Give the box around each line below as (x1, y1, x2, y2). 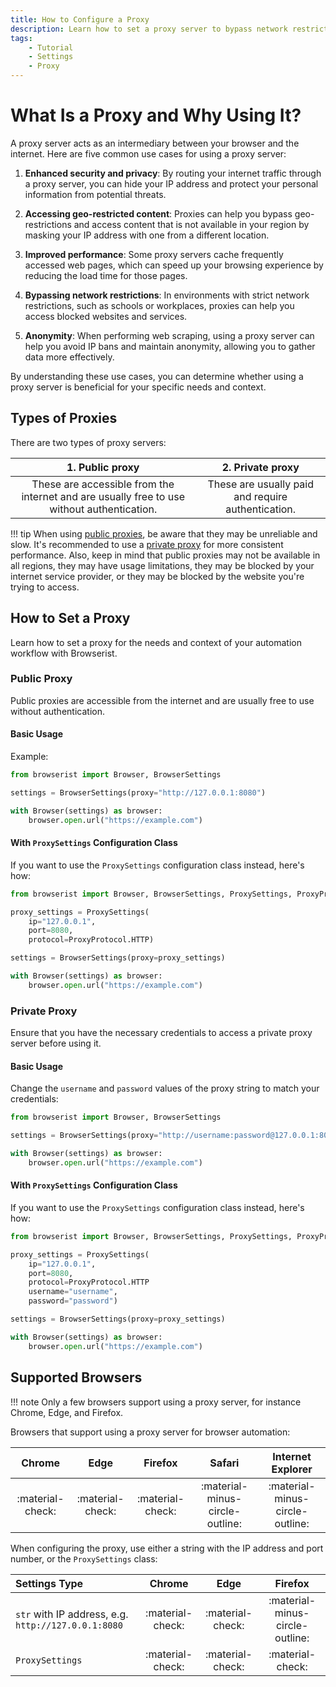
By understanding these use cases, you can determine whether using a (10, 370, 304, 382)
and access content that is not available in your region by (73, 218, 310, 230)
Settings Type (15, 1576, 84, 1590)
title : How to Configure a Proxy (10, 14, 150, 25)
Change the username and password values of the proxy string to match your (10, 1082, 320, 1095)
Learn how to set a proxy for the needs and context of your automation (10, 636, 302, 648)
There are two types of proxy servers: (10, 436, 167, 448)
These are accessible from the (31, 477, 175, 491)
